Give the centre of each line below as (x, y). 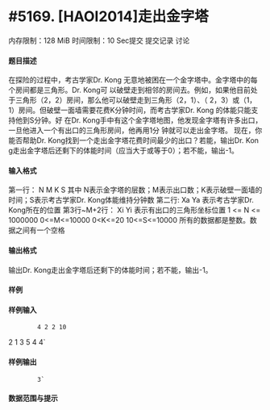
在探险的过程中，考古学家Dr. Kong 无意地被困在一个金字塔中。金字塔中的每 (133, 80)
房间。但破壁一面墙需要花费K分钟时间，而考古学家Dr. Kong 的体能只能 (135, 111)
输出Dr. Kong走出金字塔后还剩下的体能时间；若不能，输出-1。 (110, 270)
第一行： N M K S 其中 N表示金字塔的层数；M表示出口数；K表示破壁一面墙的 (135, 190)
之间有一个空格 (40, 230)
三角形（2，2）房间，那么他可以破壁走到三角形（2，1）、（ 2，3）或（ (131, 100)
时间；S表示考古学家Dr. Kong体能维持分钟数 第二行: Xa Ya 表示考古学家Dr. (131, 200)
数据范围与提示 (33, 398)
